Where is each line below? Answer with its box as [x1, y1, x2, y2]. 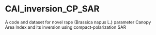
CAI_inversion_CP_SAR [5, 3, 100, 14]
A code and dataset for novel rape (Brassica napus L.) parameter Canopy [5, 19, 151, 25]
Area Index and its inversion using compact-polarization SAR [5, 24, 126, 30]
